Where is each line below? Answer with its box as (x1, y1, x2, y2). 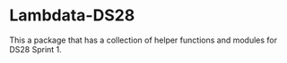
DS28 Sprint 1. (9, 43, 63, 54)
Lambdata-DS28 (9, 5, 135, 26)
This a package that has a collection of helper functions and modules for (9, 35, 278, 45)
